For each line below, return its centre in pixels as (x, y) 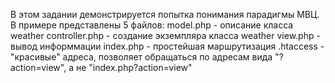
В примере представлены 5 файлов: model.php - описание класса (152, 25)
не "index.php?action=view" (134, 67)
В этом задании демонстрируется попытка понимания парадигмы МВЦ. (165, 14)
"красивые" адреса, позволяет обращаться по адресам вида (141, 57)
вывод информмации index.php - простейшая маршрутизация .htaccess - (167, 46)
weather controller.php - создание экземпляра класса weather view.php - (165, 35)
